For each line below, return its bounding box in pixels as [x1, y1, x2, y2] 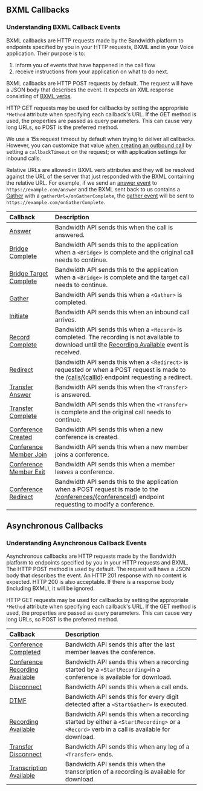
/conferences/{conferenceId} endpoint [54, 492, 165, 501]
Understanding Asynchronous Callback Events [6, 539, 147, 547]
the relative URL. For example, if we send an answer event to [6, 179, 158, 187]
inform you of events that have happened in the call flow [14, 61, 156, 68]
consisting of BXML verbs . [6, 92, 72, 99]
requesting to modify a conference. [54, 500, 155, 508]
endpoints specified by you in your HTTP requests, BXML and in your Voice [6, 43, 195, 50]
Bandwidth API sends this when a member [54, 460, 175, 468]
